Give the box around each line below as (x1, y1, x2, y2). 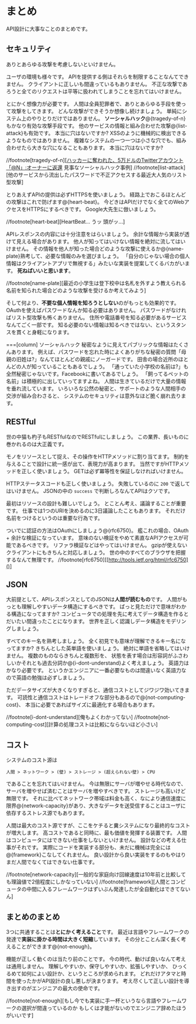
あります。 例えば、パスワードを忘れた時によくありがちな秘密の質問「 (11, 348, 181, 355)
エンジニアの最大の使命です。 (31, 985, 104, 992)
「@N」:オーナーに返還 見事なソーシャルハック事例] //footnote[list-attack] (6, 164, 186, 171)
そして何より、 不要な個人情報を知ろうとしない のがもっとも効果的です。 (6, 299, 180, 306)
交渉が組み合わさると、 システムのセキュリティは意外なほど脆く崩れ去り (6, 392, 181, 399)
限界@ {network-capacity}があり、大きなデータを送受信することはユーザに (6, 802, 186, 809)
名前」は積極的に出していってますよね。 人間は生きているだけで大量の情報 (6, 378, 187, 385)
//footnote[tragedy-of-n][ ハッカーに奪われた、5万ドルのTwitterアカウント (6, 156, 184, 163)
